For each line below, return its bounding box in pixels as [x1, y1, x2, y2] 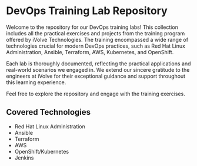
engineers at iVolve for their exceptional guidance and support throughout [6, 72, 186, 79]
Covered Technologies [6, 107, 91, 117]
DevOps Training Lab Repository [6, 4, 168, 18]
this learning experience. [6, 78, 66, 86]
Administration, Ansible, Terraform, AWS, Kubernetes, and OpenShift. [6, 48, 174, 55]
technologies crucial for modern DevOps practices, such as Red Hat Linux [6, 42, 185, 49]
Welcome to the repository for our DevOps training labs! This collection [6, 24, 178, 31]
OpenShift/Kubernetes [14, 148, 69, 155]
